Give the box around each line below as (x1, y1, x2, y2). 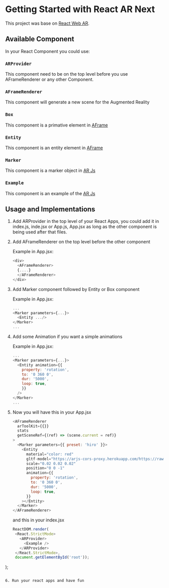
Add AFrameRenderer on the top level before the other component (12, 239, 150, 245)
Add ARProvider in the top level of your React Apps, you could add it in (12, 218, 159, 224)
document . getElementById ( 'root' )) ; (15, 555, 90, 560)
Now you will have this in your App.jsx (12, 409, 92, 415)
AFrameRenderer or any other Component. (5, 77, 94, 83)
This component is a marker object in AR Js (5, 167, 96, 173)
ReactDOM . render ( (12, 527, 49, 532)
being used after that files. (12, 229, 67, 235)
